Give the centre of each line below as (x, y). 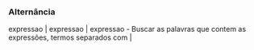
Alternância (32, 12)
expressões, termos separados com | (70, 37)
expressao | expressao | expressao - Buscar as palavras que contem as (127, 29)
